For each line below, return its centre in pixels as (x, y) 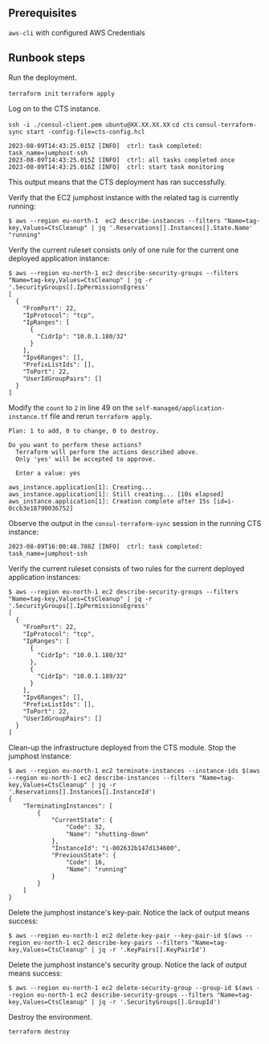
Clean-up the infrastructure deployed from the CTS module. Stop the (122, 747)
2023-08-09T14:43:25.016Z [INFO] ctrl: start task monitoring (116, 167)
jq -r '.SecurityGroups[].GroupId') (159, 1002)
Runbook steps (47, 58)
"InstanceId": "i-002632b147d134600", (116, 848)
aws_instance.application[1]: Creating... (80, 487)
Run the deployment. (43, 77)
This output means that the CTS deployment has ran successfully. (117, 182)
